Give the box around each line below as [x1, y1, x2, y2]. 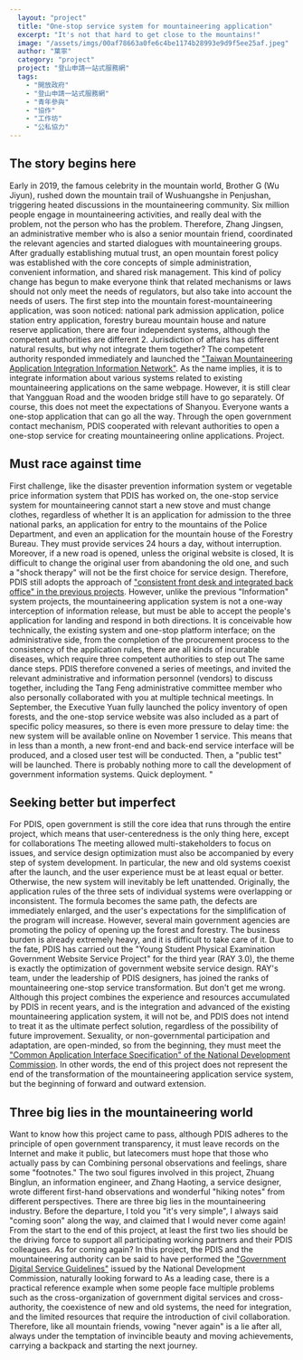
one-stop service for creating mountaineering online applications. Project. [9, 430, 285, 441]
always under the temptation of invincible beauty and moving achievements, [9, 1331, 294, 1342]
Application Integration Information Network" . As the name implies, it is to [9, 363, 283, 374]
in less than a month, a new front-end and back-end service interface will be [9, 739, 295, 751]
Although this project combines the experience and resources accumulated [9, 992, 290, 1003]
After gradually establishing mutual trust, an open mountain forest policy [9, 247, 279, 258]
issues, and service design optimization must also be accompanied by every [9, 848, 294, 859]
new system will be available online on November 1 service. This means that [9, 730, 292, 741]
